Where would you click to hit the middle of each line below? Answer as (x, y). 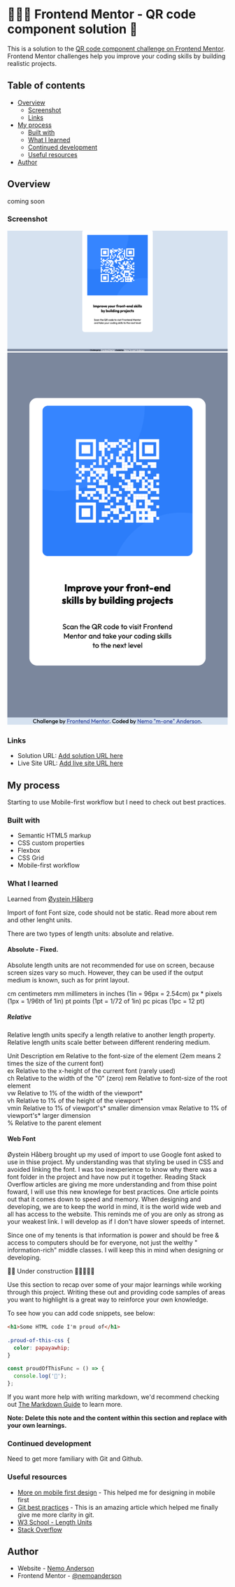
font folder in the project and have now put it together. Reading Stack (107, 1177)
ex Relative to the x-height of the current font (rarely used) (92, 1071)
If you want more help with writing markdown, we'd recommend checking (113, 1397)
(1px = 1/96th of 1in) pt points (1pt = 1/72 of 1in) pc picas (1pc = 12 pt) (106, 1001)
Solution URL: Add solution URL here (70, 756)
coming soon (26, 201)
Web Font (22, 1139)
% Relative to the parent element (54, 1123)
